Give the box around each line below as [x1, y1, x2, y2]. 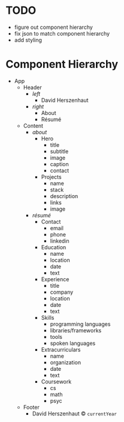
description [50, 192, 78, 199]
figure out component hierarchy [14, 23, 93, 31]
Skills [41, 314, 55, 321]
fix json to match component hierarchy [14, 29, 110, 37]
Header [23, 84, 43, 91]
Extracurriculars [41, 346, 81, 353]
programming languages [50, 320, 111, 327]
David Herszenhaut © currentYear [32, 410, 117, 417]
